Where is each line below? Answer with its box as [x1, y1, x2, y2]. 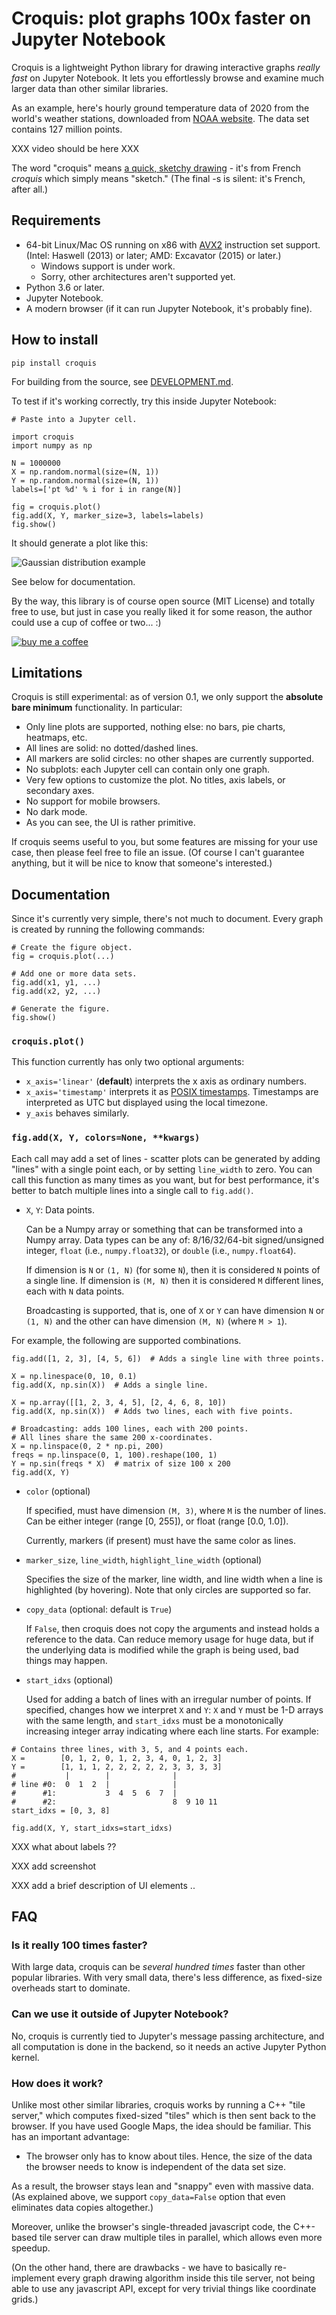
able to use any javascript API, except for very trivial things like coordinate [11, 2283, 317, 2295]
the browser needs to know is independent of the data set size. [25, 2161, 287, 2173]
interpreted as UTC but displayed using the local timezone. [25, 1097, 268, 1109]
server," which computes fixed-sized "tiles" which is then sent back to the [11, 2110, 316, 2122]
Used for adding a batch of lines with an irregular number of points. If [25, 1693, 312, 1705]
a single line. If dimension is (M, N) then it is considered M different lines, [25, 1274, 324, 1286]
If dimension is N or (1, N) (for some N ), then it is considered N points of [25, 1263, 321, 1276]
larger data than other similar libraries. [11, 82, 169, 94]
